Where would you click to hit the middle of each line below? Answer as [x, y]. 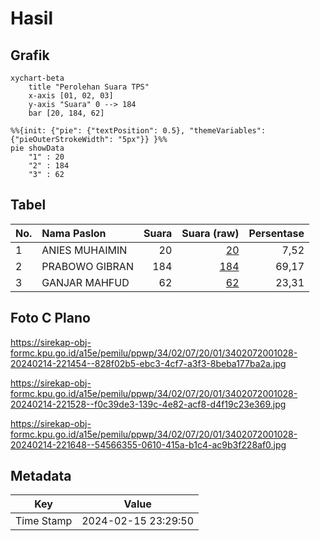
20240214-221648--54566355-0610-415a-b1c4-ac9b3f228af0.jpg [148, 444]
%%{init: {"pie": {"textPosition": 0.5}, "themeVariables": [138, 131]
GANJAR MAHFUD [85, 282]
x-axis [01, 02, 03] [71, 96]
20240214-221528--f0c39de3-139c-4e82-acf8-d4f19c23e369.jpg [148, 404]
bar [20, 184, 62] [66, 113]
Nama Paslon [74, 233]
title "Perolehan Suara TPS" [89, 87]
